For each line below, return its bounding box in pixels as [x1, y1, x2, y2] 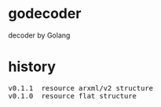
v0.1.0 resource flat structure [8, 91, 137, 100]
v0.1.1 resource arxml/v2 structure [8, 84, 154, 92]
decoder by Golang [8, 30, 71, 40]
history [8, 58, 57, 76]
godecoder [8, 5, 82, 23]
